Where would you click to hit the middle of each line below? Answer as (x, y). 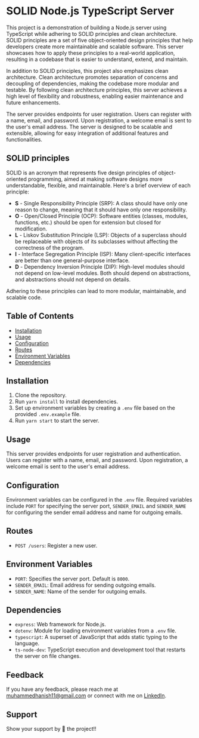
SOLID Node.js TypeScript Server (90, 11)
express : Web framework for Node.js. (60, 625)
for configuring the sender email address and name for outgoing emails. (94, 512)
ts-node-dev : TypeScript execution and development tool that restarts (100, 650)
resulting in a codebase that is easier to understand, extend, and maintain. (97, 59)
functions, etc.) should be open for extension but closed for (88, 222)
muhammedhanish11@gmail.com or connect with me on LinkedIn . (86, 696)
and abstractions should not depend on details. (73, 279)
